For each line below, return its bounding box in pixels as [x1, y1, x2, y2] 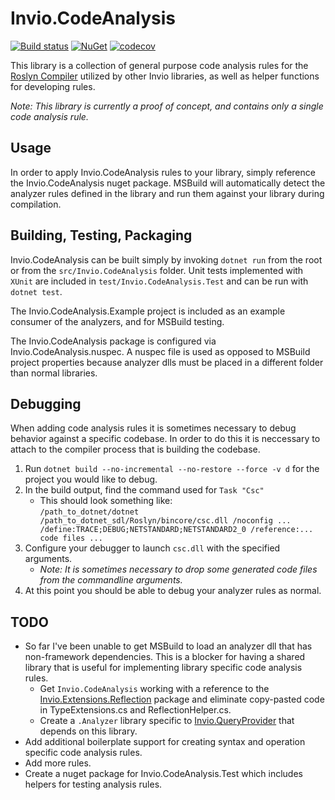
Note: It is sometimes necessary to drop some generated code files [39, 563, 318, 576]
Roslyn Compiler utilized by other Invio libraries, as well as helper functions [10, 70, 320, 82]
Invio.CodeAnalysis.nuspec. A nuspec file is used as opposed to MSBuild [10, 345, 311, 357]
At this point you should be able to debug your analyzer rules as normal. [24, 585, 322, 597]
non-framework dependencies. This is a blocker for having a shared [24, 651, 306, 663]
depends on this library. [39, 725, 138, 737]
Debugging [10, 395, 82, 412]
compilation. [10, 198, 62, 210]
